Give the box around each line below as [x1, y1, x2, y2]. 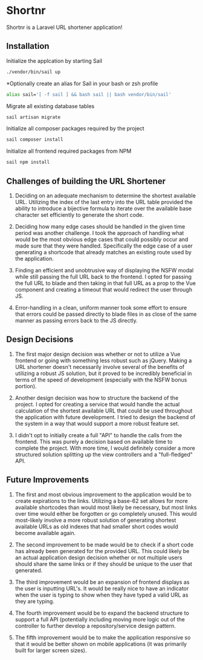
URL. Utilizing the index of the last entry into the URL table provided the [14, 198, 193, 205]
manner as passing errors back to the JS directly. [14, 316, 138, 324]
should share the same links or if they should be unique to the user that [14, 560, 192, 568]
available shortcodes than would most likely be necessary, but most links [14, 504, 197, 511]
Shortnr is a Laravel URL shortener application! [6, 24, 123, 31]
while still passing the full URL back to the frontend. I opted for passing [14, 273, 192, 280]
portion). [14, 382, 37, 389]
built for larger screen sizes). [14, 647, 87, 654]
